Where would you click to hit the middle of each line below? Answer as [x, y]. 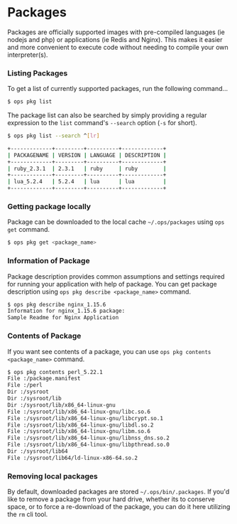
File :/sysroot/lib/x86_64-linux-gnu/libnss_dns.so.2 [89, 438]
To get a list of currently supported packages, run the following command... [118, 89]
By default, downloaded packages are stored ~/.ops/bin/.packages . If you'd [118, 492]
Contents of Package [44, 336]
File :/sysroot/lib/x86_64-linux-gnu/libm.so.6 [79, 432]
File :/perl [25, 385]
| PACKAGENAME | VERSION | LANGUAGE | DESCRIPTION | [87, 155]
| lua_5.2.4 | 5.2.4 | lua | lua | [87, 182]
